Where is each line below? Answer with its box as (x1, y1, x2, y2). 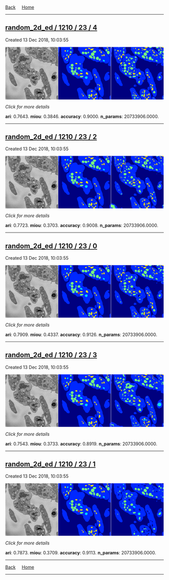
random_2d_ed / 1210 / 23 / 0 (5, 242, 98, 250)
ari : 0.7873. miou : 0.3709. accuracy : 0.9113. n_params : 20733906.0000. (5, 550, 156, 556)
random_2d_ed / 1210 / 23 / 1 (5, 459, 96, 469)
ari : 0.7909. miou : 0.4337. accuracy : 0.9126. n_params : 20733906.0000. (5, 331, 157, 337)
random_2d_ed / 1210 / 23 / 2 (5, 133, 97, 141)
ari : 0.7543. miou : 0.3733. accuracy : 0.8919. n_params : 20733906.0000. (5, 440, 157, 446)
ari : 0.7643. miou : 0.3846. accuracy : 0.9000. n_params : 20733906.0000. (5, 113, 159, 120)
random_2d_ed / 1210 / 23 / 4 (5, 24, 98, 32)
